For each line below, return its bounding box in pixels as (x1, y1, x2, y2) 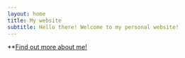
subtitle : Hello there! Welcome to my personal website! (7, 23, 179, 30)
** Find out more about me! (7, 43, 87, 52)
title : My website (7, 17, 62, 24)
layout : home (7, 10, 46, 18)
